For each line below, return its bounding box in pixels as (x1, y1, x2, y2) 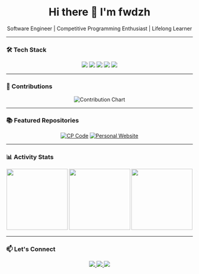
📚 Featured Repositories (6, 117, 79, 125)
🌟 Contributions (6, 82, 53, 91)
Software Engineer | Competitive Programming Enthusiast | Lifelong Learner (7, 25, 192, 32)
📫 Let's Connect (6, 245, 56, 253)
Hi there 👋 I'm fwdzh (48, 5, 151, 19)
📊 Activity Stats (6, 153, 54, 161)
